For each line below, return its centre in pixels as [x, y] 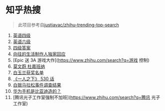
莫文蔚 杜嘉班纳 [29, 66]
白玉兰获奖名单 [28, 72]
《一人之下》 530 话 [33, 79]
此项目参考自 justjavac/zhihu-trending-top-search [68, 25]
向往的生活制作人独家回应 [39, 54]
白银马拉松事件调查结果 [37, 85]
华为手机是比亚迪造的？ [37, 91]
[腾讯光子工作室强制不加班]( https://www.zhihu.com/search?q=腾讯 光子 [86, 97]
